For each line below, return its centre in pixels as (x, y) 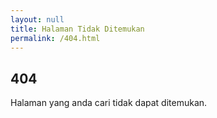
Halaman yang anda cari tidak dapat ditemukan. (109, 103)
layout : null (37, 19)
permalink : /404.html (55, 38)
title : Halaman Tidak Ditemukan (77, 29)
